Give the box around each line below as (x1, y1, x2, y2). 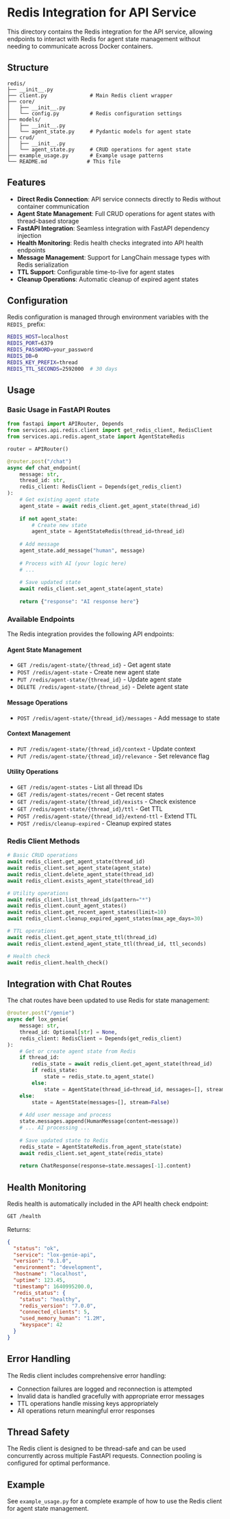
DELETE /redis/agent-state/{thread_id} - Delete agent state (16, 683, 189, 691)
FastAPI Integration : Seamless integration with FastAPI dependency (16, 224, 210, 232)
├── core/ (7, 98, 36, 105)
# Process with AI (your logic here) (19, 560, 127, 567)
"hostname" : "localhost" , (13, 1270, 88, 1278)
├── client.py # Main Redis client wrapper (7, 92, 173, 99)
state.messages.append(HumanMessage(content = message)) (19, 1118, 179, 1125)
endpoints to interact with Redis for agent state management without (7, 34, 201, 42)
